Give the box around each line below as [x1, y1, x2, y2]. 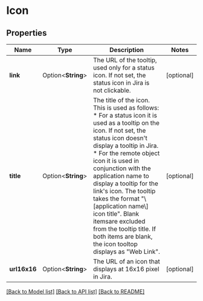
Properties [6, 28, 47, 38]
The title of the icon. [92, 96, 150, 104]
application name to [92, 172, 149, 180]
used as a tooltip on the [92, 119, 160, 127]
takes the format [92, 194, 140, 203]
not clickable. [92, 86, 131, 94]
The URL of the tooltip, [92, 56, 157, 64]
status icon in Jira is [92, 79, 150, 87]
